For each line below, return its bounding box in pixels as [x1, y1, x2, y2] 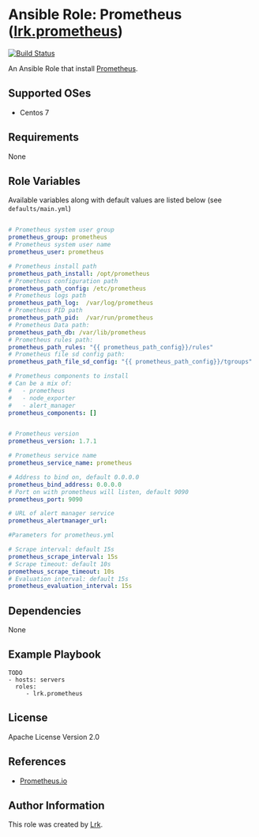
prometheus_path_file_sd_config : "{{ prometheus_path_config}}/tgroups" [8, 358, 253, 366]
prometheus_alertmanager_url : [8, 517, 108, 525]
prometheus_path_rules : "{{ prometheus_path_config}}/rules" [8, 343, 214, 351]
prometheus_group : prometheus [8, 233, 108, 242]
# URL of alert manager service [8, 510, 114, 518]
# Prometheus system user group [8, 226, 114, 234]
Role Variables [8, 174, 81, 187]
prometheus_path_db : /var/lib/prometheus [8, 328, 147, 337]
